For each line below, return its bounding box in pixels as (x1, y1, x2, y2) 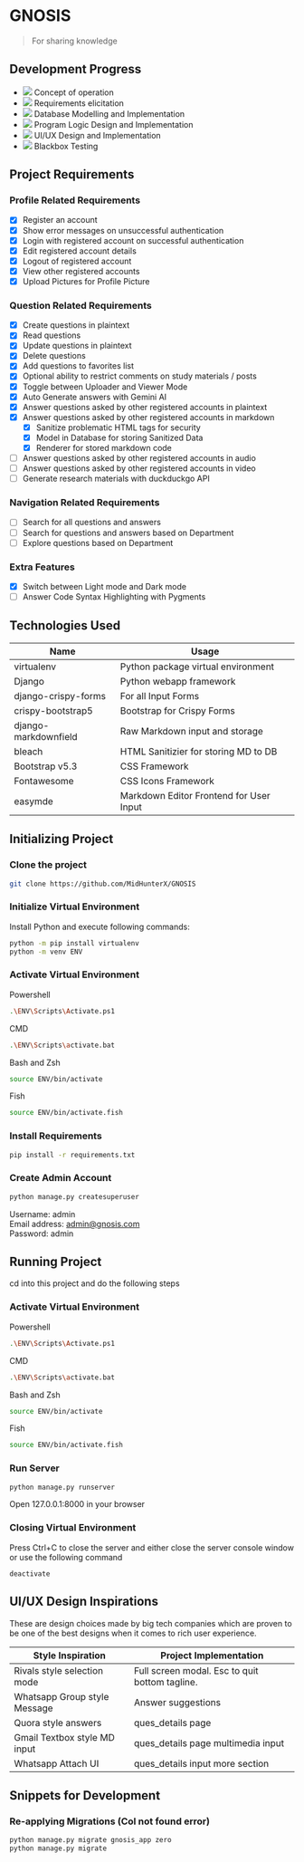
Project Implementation (160, 1649, 264, 1662)
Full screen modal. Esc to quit (134, 1664, 259, 1676)
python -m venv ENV (9, 947, 83, 956)
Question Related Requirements (9, 299, 152, 312)
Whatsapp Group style (14, 1690, 109, 1703)
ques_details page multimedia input (134, 1736, 285, 1749)
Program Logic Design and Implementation (33, 119, 194, 130)
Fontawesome (14, 774, 74, 787)
